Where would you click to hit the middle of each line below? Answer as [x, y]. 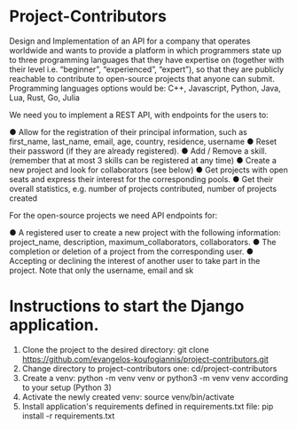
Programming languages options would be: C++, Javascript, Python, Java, [145, 88]
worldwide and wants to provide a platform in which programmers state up [145, 50]
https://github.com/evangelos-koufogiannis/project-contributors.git [145, 359]
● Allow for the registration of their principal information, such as [129, 131]
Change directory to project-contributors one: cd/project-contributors [149, 368]
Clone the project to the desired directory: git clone [116, 349]
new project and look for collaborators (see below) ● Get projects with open [148, 170]
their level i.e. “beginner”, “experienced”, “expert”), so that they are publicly [147, 69]
